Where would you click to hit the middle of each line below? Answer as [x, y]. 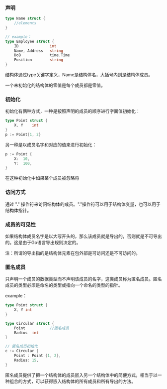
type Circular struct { [30, 323]
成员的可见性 [21, 224]
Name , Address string [39, 51]
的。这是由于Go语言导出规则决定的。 [43, 242]
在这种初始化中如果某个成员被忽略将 [42, 178]
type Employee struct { [30, 41]
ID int [35, 46]
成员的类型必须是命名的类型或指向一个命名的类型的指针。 [64, 285]
